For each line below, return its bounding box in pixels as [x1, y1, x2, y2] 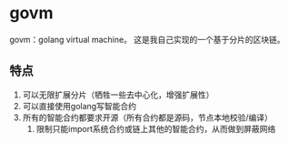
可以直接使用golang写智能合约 [22, 100, 136, 111]
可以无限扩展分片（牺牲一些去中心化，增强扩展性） [22, 89, 214, 100]
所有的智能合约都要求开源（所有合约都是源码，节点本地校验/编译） [22, 112, 273, 123]
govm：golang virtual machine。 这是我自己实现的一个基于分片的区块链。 [9, 34, 285, 45]
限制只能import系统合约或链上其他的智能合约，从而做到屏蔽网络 [35, 123, 276, 134]
